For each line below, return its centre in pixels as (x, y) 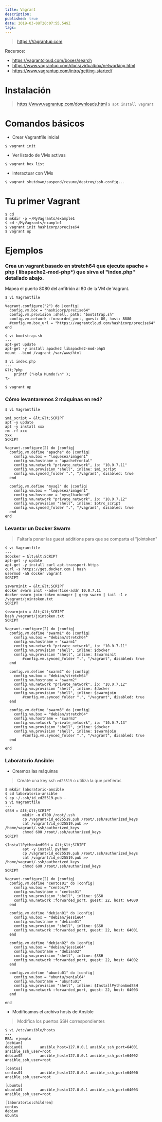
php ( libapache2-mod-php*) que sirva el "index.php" (70, 272)
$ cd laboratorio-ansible (31, 794)
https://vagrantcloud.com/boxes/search (52, 60)
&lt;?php (14, 370)
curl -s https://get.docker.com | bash (45, 569)
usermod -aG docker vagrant (34, 574)
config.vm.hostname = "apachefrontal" (53, 461)
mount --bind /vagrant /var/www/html (43, 353)
